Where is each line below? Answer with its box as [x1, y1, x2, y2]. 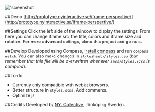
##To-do [5, 73, 23, 78]
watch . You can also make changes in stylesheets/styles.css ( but [5, 53, 138, 59]
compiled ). [5, 63, 27, 69]
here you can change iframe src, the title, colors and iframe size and [5, 34, 142, 39]
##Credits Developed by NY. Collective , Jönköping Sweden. [5, 102, 125, 107]
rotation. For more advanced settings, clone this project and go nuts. [5, 39, 142, 44]
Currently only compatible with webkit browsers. [12, 82, 109, 88]
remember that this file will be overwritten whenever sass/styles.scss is [5, 58, 150, 64]
